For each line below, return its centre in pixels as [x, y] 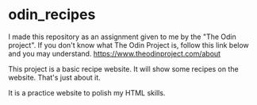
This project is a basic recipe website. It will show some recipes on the [124, 68]
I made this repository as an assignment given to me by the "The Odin [122, 37]
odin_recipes [52, 15]
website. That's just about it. [54, 77]
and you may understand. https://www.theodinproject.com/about [114, 53]
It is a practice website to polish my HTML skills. [87, 92]
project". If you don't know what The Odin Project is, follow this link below [129, 45]
